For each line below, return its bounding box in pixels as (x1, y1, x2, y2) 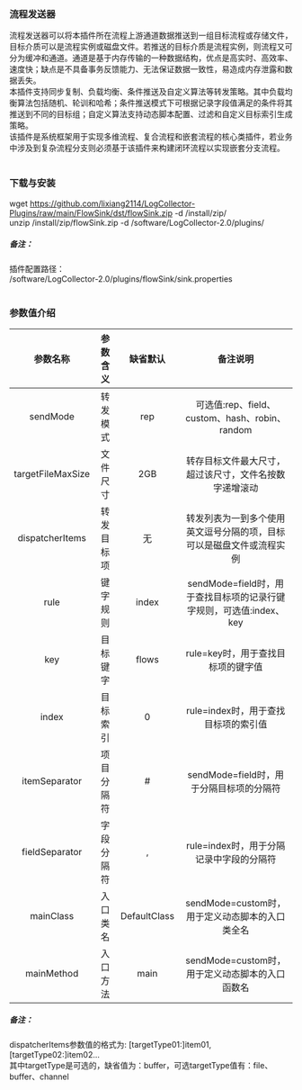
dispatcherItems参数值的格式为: (9, 1039, 128, 1049)
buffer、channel (9, 1071, 69, 1082)
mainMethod (25, 967, 79, 979)
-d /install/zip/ (174, 207, 227, 218)
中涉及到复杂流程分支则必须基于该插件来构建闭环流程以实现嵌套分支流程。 (9, 142, 285, 154)
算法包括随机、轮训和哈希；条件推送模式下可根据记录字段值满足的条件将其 (16, 97, 293, 109)
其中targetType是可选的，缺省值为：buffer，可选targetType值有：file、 (9, 1059, 273, 1070)
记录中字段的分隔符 (194, 852, 277, 865)
